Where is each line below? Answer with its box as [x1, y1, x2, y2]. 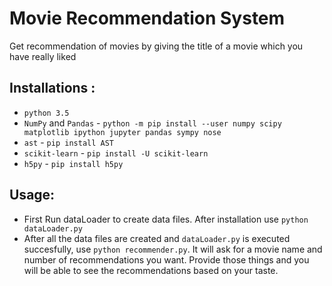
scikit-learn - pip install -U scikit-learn [23, 147, 209, 159]
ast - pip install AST [23, 136, 114, 148]
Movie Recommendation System [9, 7, 286, 30]
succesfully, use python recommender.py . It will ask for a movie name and [23, 243, 323, 255]
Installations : [9, 80, 96, 97]
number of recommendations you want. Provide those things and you [23, 253, 310, 266]
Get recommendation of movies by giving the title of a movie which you [9, 40, 304, 52]
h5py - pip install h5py [23, 157, 124, 169]
